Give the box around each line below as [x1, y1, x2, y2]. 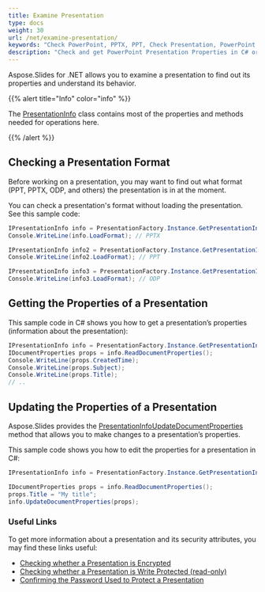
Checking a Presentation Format [8, 156, 170, 169]
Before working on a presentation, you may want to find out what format [8, 176, 243, 186]
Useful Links [8, 516, 58, 527]
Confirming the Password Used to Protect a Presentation [19, 575, 204, 584]
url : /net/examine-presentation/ [8, 33, 118, 42]
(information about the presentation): [8, 326, 129, 336]
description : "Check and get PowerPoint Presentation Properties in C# [8, 48, 248, 56]
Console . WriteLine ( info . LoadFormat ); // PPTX [8, 231, 160, 240]
